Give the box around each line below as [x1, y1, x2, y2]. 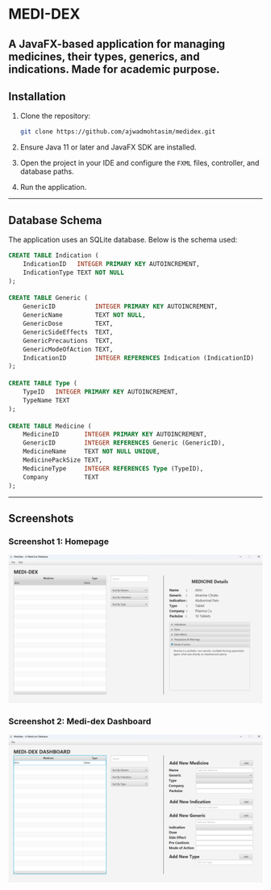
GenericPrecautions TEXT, [23, 336, 114, 344]
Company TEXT [23, 473, 99, 481]
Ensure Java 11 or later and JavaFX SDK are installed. [19, 142, 197, 152]
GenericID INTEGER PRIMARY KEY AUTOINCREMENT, [23, 302, 219, 311]
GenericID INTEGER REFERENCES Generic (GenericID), [23, 439, 226, 447]
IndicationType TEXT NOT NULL [23, 268, 125, 276]
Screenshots [8, 511, 74, 525]
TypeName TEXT [23, 396, 70, 404]
